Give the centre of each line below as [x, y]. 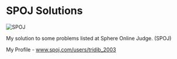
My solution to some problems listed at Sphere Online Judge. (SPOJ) [89, 38]
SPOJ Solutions [44, 11]
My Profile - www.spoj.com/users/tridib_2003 [61, 49]
